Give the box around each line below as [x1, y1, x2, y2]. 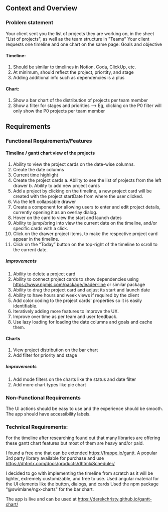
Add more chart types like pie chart [13, 381, 86, 387]
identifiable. [13, 302, 38, 309]
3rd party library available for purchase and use [6, 455, 104, 461]
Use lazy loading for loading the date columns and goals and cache [13, 319, 152, 325]
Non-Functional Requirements [6, 394, 81, 401]
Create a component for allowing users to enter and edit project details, [13, 203, 161, 210]
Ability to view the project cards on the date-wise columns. [13, 161, 135, 167]
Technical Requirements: [6, 423, 68, 430]
